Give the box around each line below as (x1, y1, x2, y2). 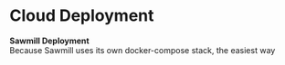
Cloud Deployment (9, 5, 154, 26)
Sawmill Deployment (9, 35, 90, 46)
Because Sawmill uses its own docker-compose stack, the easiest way (9, 44, 276, 55)
